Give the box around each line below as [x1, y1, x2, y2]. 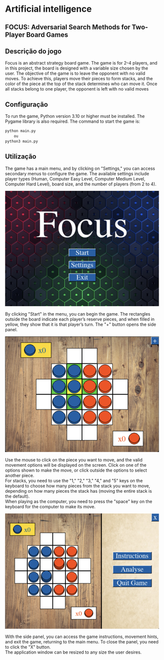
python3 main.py [5, 138, 38, 144]
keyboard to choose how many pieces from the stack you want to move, [5, 483, 150, 489]
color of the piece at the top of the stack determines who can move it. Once [5, 81, 158, 87]
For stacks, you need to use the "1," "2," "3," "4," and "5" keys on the [5, 478, 143, 483]
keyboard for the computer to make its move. [5, 503, 96, 509]
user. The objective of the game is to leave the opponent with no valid [5, 70, 145, 76]
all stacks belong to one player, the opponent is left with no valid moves [5, 86, 149, 92]
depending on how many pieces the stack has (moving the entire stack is [5, 488, 152, 494]
